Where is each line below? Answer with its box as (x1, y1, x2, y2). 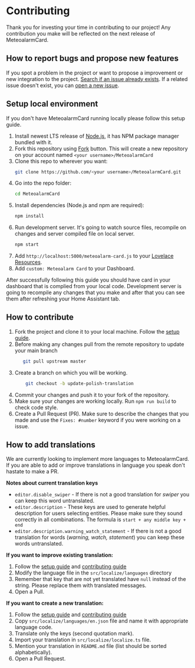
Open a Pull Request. (14, 655, 66, 662)
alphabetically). (14, 649, 52, 656)
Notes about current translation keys (6, 479, 98, 486)
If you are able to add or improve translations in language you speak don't (6, 462, 186, 469)
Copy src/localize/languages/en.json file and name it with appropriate (14, 617, 189, 625)
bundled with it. (14, 138, 53, 146)
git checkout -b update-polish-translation (25, 380, 134, 386)
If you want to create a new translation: (6, 599, 104, 607)
